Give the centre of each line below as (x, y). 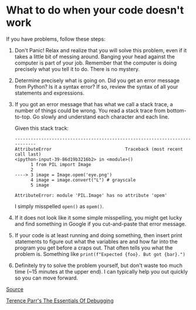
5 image (40, 185)
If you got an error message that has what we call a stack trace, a (94, 104)
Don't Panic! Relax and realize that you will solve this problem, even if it (100, 50)
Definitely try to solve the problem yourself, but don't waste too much (99, 265)
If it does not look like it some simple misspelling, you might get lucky (98, 217)
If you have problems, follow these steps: (56, 39)
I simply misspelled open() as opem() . (59, 206)
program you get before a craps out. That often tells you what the (94, 248)
